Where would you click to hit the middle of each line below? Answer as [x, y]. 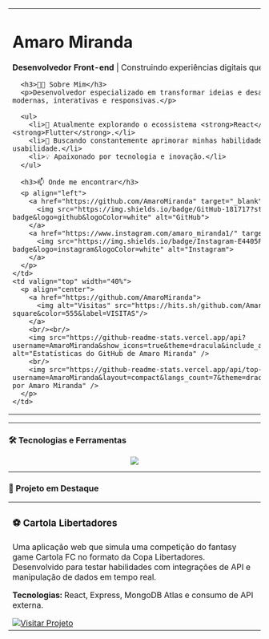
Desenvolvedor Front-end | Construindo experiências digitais [130, 67]
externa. [28, 605]
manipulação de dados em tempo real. [84, 576]
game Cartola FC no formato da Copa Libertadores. [109, 556]
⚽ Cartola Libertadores [65, 524]
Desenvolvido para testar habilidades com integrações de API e [131, 567]
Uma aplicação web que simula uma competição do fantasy [124, 547]
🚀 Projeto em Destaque [54, 488]
